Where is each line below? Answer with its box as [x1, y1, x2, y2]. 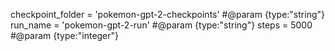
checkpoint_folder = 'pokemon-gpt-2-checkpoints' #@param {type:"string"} [10, 9, 325, 20]
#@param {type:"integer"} [10, 30, 120, 41]
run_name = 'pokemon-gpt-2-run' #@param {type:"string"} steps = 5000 [10, 19, 313, 31]
